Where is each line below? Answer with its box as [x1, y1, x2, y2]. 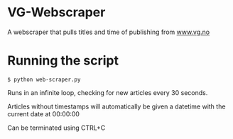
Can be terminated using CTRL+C [7, 123, 106, 132]
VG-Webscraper [7, 4, 106, 21]
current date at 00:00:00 [7, 109, 80, 118]
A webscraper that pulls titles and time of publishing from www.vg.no [7, 28, 210, 36]
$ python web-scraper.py [7, 76, 81, 83]
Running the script [7, 52, 119, 69]
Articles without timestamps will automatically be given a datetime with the [7, 102, 226, 111]
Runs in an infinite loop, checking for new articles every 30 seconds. [7, 88, 208, 96]
